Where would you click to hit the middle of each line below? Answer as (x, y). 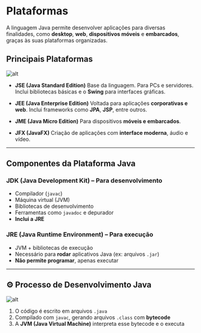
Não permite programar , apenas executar (66, 260)
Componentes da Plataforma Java (71, 164)
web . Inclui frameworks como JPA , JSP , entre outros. (81, 110)
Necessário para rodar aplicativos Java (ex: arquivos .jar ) (87, 254)
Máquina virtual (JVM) (42, 200)
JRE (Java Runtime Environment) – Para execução (80, 235)
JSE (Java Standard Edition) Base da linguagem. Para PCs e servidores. (104, 85)
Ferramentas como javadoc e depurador (64, 213)
